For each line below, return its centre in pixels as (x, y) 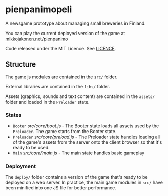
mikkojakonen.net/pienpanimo (37, 39)
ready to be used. (31, 148)
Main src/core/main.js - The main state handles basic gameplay (78, 153)
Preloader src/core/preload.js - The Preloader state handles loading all (86, 137)
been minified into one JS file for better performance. (61, 188)
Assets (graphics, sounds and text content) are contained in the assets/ (80, 96)
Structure (21, 64)
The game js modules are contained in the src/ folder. (61, 77)
